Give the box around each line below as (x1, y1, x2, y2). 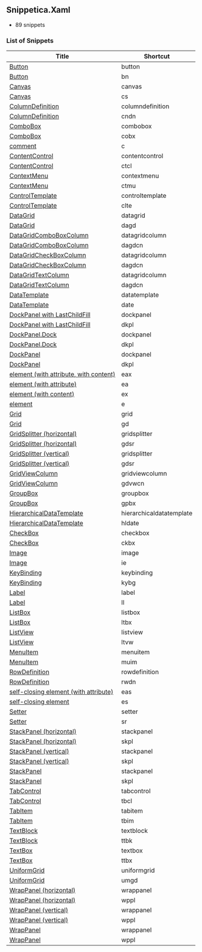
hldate (121, 519, 139, 528)
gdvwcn (121, 479, 145, 488)
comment (9, 142, 37, 150)
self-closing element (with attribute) (9, 688, 114, 696)
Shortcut (144, 52, 170, 60)
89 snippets (15, 21, 46, 28)
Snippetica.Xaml (6, 5, 71, 15)
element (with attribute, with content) (9, 370, 116, 379)
